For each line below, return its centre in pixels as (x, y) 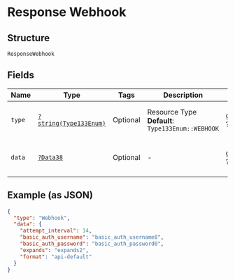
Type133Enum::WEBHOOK (183, 128)
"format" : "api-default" (56, 257)
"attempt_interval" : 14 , (56, 231)
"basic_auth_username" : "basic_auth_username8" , (92, 237)
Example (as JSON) (50, 195)
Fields (21, 75)
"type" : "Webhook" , (42, 218)
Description (183, 95)
